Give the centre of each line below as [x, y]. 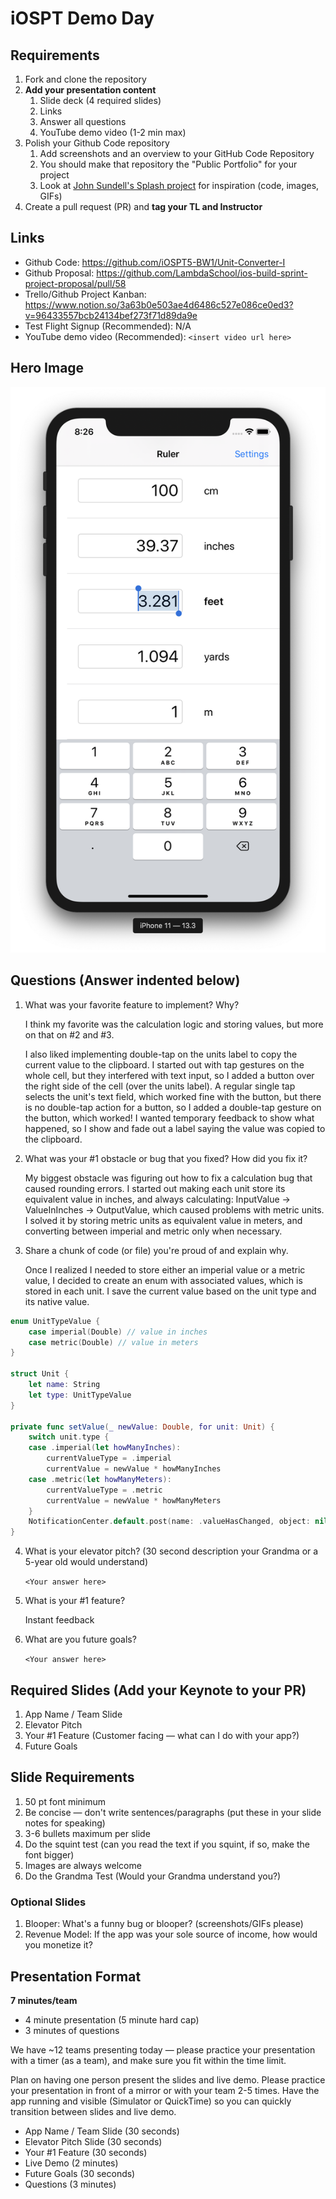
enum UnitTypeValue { [55, 1321]
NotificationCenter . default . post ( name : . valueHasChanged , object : [169, 1522]
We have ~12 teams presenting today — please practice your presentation [163, 2049]
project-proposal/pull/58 [75, 283]
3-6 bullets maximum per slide [87, 1833]
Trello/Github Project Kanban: [85, 294]
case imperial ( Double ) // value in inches [118, 1332]
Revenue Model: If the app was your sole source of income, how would [171, 1934]
